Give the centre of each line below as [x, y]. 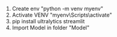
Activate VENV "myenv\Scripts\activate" [62, 15]
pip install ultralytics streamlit [48, 21]
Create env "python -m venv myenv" [58, 9]
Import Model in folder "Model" [51, 27]
